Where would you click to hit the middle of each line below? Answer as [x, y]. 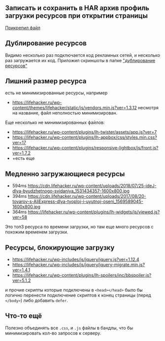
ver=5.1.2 [21, 280]
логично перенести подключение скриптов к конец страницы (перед [78, 295]
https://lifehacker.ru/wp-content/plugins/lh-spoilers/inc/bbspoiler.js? [82, 275]
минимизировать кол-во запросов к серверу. [53, 333]
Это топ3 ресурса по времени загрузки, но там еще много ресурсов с [79, 227]
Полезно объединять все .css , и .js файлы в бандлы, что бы [69, 328]
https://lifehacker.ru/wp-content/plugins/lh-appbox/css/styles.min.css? [85, 137]
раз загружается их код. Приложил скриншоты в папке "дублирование [80, 60]
